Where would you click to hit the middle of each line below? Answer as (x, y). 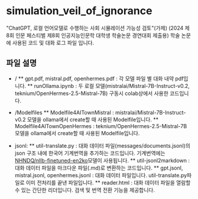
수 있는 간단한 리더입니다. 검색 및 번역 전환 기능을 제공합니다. (85, 190)
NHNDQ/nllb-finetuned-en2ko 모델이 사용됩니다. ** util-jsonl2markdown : (102, 160)
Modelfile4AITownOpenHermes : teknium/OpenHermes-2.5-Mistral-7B (101, 126)
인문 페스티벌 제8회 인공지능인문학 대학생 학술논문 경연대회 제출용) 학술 (98, 35)
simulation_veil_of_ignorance (79, 11)
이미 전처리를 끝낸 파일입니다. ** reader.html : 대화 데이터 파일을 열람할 (108, 182)
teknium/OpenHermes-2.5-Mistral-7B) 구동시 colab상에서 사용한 (91, 93)
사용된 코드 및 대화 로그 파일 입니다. (53, 43)
